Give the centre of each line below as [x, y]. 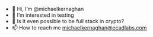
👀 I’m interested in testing [43, 15]
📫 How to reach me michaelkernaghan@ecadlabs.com [79, 28]
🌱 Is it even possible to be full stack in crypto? [68, 21]
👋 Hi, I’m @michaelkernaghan [48, 9]
